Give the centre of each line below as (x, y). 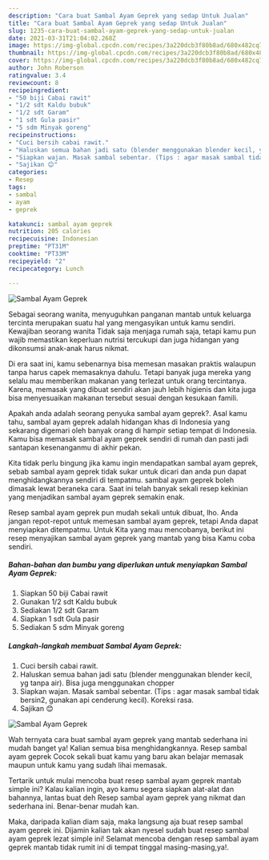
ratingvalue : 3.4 (37, 75)
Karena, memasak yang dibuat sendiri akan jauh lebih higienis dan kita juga (132, 389)
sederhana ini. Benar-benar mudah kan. (74, 806)
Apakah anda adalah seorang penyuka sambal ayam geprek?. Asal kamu (128, 413)
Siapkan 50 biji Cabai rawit (64, 593)
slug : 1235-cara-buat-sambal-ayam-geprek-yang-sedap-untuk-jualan (121, 30)
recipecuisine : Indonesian (53, 239)
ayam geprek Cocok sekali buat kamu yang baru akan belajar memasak (126, 757)
